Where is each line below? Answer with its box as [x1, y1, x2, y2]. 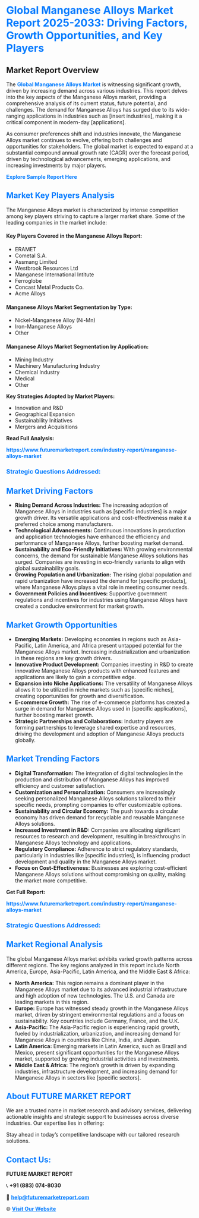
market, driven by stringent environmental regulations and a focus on [14, 1011, 184, 1018]
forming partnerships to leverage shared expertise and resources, [14, 724, 176, 731]
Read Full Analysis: [6, 435, 55, 442]
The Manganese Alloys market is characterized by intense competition [6, 206, 179, 213]
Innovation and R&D [14, 405, 64, 412]
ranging [6, 112, 26, 119]
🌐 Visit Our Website [6, 1206, 56, 1213]
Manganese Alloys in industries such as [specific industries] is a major [14, 508, 187, 515]
